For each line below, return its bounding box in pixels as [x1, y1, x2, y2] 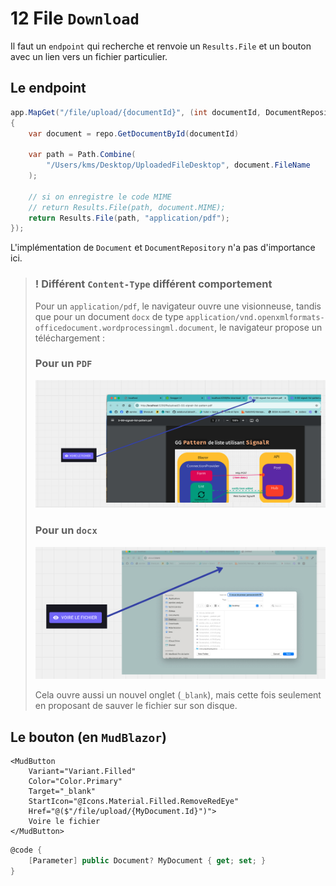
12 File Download [10, 7, 140, 30]
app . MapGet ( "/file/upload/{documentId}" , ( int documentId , [10, 107, 262, 117]
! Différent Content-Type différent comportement [34, 277, 273, 291]
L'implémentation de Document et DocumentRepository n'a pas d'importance [10, 242, 316, 254]
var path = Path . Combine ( [28, 150, 137, 160]
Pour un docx [34, 523, 98, 537]
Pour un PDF [34, 357, 93, 371]
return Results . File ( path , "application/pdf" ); [28, 213, 230, 223]
